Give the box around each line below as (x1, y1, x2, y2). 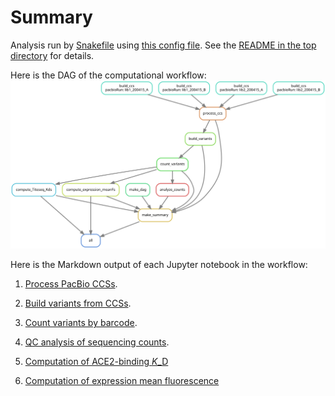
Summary (10, 6, 93, 29)
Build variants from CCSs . (24, 297, 132, 310)
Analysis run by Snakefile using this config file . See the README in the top (10, 39, 317, 51)
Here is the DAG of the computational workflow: (10, 69, 207, 81)
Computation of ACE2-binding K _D (24, 356, 169, 368)
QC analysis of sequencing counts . (24, 336, 170, 348)
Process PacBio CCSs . (24, 278, 118, 290)
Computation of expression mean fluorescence (24, 375, 220, 387)
